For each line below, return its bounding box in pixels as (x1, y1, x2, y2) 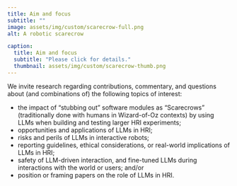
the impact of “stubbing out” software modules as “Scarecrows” (17, 103, 205, 112)
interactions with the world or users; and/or (17, 163, 144, 172)
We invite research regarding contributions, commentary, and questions (7, 82, 217, 91)
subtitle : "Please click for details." (13, 56, 132, 64)
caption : (7, 43, 33, 50)
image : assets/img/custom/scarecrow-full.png (7, 23, 144, 30)
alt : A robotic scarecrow (7, 30, 83, 37)
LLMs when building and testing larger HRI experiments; (17, 118, 182, 127)
